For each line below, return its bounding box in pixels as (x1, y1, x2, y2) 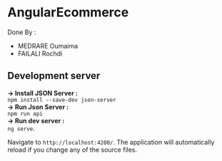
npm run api (7, 110, 43, 118)
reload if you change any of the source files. (7, 145, 138, 154)
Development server (7, 70, 101, 82)
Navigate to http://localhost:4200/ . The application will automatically (7, 137, 215, 146)
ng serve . (7, 124, 36, 133)
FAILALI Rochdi (17, 49, 63, 58)
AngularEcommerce (7, 4, 129, 21)
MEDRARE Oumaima (17, 41, 79, 50)
